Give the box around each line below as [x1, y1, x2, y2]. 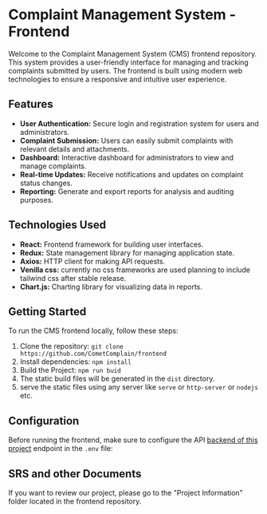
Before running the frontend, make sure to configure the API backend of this [8, 435, 258, 445]
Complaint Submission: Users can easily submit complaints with [19, 136, 234, 145]
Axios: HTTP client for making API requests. [19, 256, 166, 266]
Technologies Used [8, 218, 106, 232]
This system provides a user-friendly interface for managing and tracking [8, 57, 249, 67]
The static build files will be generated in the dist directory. [19, 374, 215, 384]
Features [8, 97, 53, 111]
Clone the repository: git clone [19, 342, 124, 351]
